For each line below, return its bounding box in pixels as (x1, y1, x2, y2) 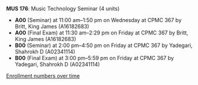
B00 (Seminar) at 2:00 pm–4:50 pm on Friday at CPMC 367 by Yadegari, (14, 42, 193, 49)
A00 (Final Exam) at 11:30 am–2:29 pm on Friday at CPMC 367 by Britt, (14, 29, 188, 36)
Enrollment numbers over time (6, 73, 80, 79)
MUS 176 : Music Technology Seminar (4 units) (6, 5, 120, 12)
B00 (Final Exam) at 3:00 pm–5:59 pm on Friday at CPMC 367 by (14, 55, 174, 61)
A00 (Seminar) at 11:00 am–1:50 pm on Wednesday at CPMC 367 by (14, 17, 182, 23)
